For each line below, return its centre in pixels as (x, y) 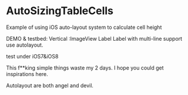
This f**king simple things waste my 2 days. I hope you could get (85, 68)
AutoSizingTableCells (60, 11)
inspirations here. (27, 74)
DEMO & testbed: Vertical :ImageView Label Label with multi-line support (94, 38)
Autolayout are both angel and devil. (50, 85)
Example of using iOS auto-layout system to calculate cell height (84, 27)
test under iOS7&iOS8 (32, 56)
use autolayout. (25, 45)
